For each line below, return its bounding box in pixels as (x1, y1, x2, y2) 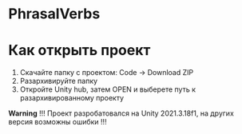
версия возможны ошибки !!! (8, 117, 107, 127)
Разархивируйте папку (19, 77, 98, 86)
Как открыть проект (8, 41, 151, 60)
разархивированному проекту (19, 93, 125, 103)
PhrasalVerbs (8, 5, 101, 23)
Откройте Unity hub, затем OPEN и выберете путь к (19, 85, 196, 94)
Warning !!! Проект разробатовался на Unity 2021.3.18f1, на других (8, 108, 234, 118)
